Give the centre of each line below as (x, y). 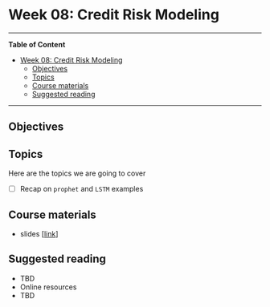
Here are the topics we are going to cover (77, 173)
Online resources (48, 287)
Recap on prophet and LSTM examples (82, 189)
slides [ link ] (39, 234)
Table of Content (37, 44)
